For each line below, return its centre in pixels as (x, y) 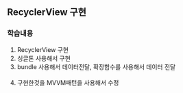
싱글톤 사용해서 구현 (44, 58)
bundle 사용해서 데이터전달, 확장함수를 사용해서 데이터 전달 (96, 66)
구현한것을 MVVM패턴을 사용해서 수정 (68, 82)
